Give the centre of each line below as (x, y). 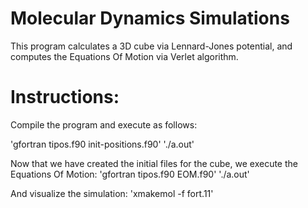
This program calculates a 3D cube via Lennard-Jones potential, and (151, 46)
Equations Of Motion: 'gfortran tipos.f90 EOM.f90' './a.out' (130, 174)
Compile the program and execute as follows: (104, 124)
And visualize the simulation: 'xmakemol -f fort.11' (112, 193)
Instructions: (65, 97)
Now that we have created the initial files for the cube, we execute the (154, 163)
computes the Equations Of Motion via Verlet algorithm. (124, 56)
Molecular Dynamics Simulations (150, 18)
